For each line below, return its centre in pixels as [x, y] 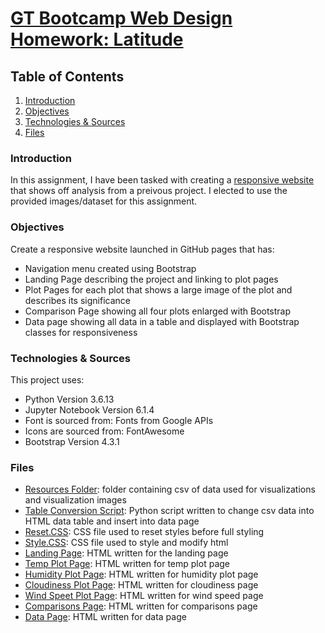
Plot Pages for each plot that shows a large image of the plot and [158, 289]
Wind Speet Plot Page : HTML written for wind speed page [144, 596]
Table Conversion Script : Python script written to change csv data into [169, 511]
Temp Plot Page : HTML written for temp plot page [127, 564]
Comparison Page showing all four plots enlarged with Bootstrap [158, 311]
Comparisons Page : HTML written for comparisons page [141, 606]
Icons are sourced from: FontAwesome [104, 431]
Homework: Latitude [97, 39]
